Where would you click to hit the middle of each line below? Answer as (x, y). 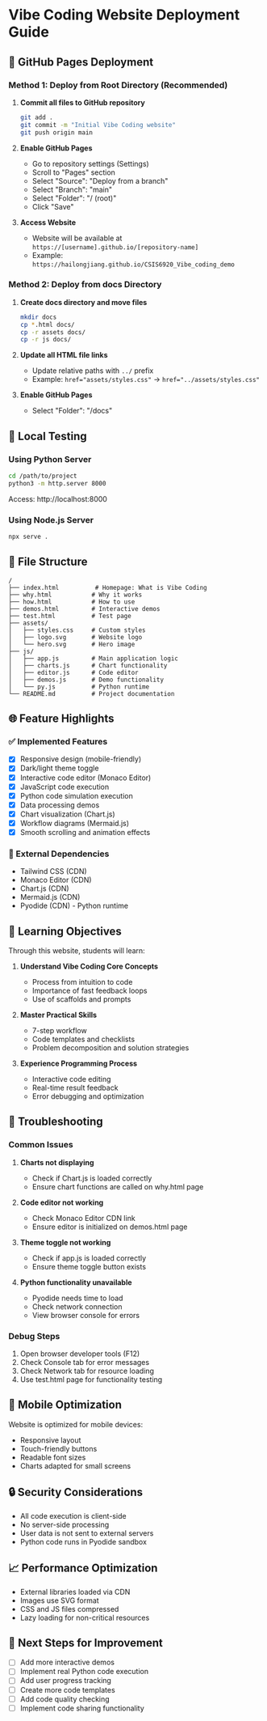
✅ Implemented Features (58, 742)
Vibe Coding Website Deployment (124, 15)
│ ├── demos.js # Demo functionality (86, 680)
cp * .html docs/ (47, 324)
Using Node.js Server (51, 519)
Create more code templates (67, 1689)
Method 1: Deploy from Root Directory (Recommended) (118, 85)
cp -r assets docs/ (53, 332)
